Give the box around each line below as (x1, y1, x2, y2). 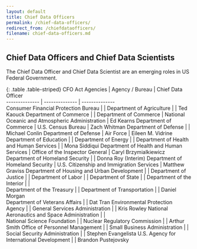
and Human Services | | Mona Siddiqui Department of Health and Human (6, 142, 182, 149)
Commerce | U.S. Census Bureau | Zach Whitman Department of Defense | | (6, 123, 191, 130)
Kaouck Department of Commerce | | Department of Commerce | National (6, 110, 185, 118)
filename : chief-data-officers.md (6, 31, 91, 37)
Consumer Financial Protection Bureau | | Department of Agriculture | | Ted (6, 104, 188, 112)
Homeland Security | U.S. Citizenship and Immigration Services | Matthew (6, 160, 185, 168)
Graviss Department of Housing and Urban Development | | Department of (6, 167, 186, 174)
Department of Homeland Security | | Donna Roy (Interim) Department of (6, 155, 182, 162)
